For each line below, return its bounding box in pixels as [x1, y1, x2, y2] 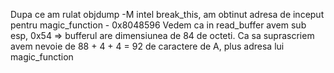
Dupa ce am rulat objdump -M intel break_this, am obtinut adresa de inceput [10, 9, 325, 20]
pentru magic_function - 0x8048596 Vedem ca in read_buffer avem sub [10, 19, 307, 31]
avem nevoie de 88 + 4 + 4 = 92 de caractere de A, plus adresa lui [10, 40, 285, 52]
